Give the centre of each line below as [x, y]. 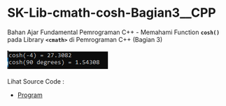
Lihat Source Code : [36, 81]
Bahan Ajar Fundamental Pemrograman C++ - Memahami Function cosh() [114, 32]
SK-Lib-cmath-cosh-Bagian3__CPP [112, 13]
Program [30, 95]
